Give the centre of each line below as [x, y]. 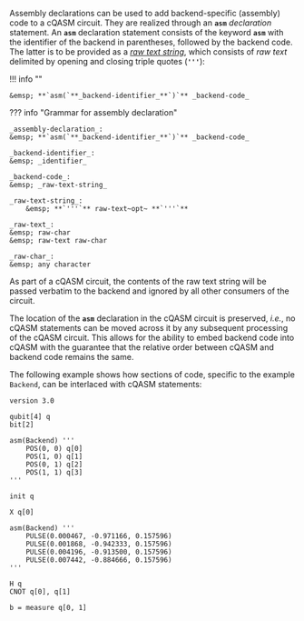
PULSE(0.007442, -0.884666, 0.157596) [99, 560]
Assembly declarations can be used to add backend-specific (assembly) [145, 13]
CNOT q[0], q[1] [40, 592]
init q [22, 496]
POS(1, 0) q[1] [54, 456]
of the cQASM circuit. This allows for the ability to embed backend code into [152, 337]
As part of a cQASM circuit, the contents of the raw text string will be [138, 281]
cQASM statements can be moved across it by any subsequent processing [149, 328]
